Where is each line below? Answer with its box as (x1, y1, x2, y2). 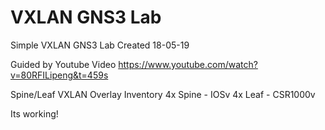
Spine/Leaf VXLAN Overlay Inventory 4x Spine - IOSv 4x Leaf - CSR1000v (10, 88, 316, 100)
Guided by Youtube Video (10, 58, 117, 70)
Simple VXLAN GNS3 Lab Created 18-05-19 (10, 39, 190, 51)
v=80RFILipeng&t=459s (10, 69, 109, 81)
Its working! (10, 107, 59, 120)
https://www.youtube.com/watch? (118, 58, 258, 70)
